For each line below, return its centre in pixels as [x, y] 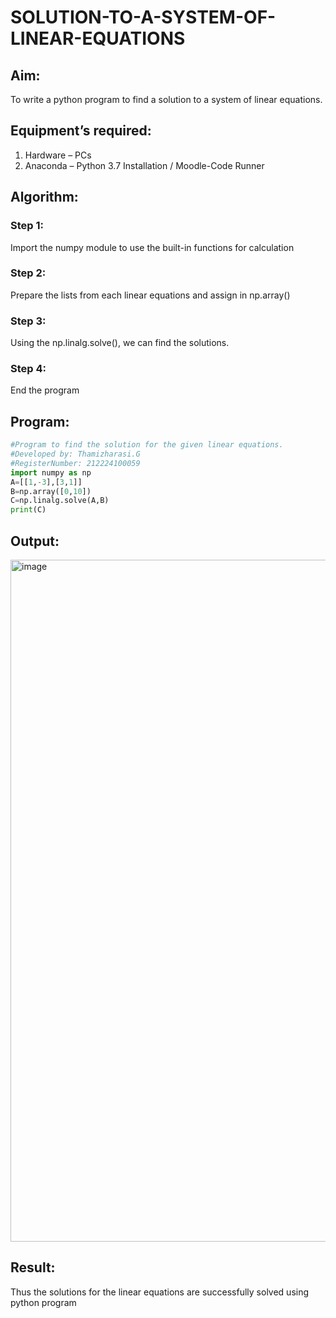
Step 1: [27, 226]
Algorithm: [44, 197]
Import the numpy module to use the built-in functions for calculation [152, 247]
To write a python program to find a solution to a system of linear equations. [166, 99]
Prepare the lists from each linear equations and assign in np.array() [150, 295]
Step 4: [28, 369]
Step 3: [28, 321]
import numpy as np [51, 472]
